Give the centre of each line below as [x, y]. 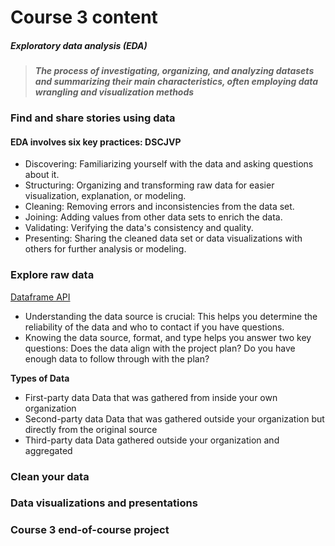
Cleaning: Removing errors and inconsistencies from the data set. [159, 207]
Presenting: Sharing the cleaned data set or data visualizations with [163, 238]
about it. [42, 175]
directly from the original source [91, 429]
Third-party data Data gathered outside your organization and [152, 440]
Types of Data [40, 378]
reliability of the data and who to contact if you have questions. [154, 327]
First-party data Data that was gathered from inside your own [151, 397]
